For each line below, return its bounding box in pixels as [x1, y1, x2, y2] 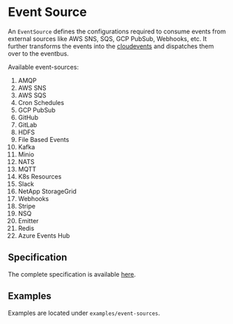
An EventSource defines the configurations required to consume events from [8, 27, 226, 35]
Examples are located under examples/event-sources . [8, 309, 161, 317]
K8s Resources [17, 172, 62, 181]
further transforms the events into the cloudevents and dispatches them [8, 42, 214, 50]
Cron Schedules [17, 98, 65, 106]
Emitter [17, 216, 39, 225]
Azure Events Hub [17, 231, 70, 240]
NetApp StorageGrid [17, 187, 77, 195]
